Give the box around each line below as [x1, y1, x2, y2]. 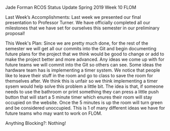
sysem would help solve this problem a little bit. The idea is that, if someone [5, 83, 164, 89]
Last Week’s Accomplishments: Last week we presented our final [5, 14, 141, 20]
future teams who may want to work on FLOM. [5, 110, 103, 116]
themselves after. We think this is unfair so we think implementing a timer [5, 78, 158, 84]
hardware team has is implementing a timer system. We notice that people [5, 67, 160, 73]
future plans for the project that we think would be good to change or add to [5, 51, 164, 57]
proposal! [5, 30, 25, 36]
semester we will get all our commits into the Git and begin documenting [5, 46, 156, 51]
